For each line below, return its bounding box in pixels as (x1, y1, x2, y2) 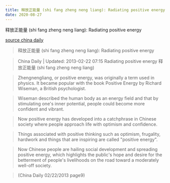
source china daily (5, 36, 44, 43)
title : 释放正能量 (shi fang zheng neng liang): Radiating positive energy (5, 7, 165, 13)
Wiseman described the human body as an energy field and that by (17, 95, 159, 101)
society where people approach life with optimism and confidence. (17, 121, 158, 127)
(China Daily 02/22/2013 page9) (17, 172, 85, 178)
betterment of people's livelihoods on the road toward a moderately (17, 157, 159, 163)
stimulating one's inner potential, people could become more (17, 100, 145, 106)
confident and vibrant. (17, 106, 64, 112)
